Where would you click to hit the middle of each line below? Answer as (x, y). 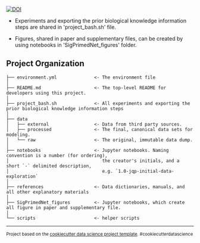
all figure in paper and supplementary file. (63, 208)
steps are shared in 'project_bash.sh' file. (65, 27)
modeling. (18, 135)
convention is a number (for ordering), (57, 155)
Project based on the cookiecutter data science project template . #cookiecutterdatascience (100, 234)
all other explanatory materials (48, 192)
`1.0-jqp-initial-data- (145, 171)
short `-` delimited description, (49, 166)
